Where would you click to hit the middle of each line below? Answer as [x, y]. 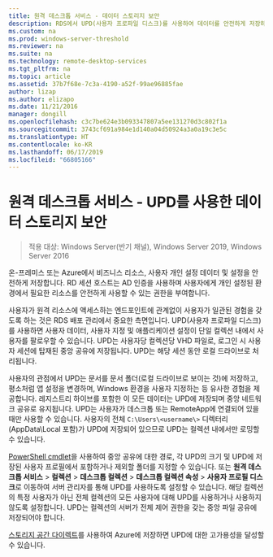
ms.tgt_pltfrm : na [39, 69]
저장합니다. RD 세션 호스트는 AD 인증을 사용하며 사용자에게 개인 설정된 [141, 283]
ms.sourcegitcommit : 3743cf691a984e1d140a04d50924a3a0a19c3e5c [118, 129]
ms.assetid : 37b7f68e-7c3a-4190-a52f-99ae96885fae [96, 84]
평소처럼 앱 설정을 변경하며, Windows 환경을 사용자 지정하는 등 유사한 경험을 [130, 389]
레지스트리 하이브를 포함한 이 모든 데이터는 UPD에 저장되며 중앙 [139, 398]
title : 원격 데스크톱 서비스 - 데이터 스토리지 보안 [84, 16]
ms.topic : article [39, 76]
